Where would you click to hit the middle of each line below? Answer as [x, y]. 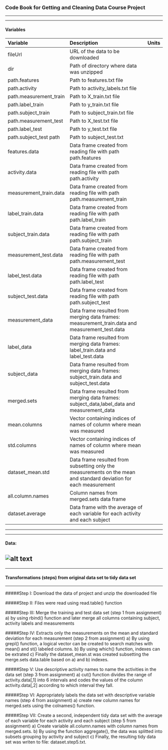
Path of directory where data [103, 66]
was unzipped [86, 72]
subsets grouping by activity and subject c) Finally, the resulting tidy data [80, 737]
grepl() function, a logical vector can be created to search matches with [79, 644]
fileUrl [15, 54]
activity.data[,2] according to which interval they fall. [59, 685]
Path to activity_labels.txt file [103, 88]
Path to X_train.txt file [95, 96]
